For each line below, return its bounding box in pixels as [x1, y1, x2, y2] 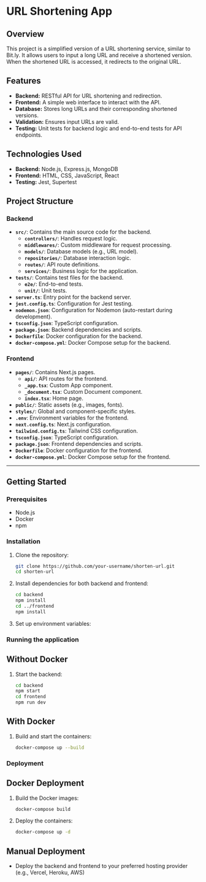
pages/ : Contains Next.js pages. [15, 368, 96, 375]
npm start [15, 688, 41, 694]
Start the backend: [15, 670, 63, 678]
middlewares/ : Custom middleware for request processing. [24, 241, 172, 249]
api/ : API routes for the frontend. [24, 375, 108, 382]
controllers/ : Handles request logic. [24, 235, 118, 242]
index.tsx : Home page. [24, 394, 84, 402]
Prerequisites [6, 495, 47, 504]
